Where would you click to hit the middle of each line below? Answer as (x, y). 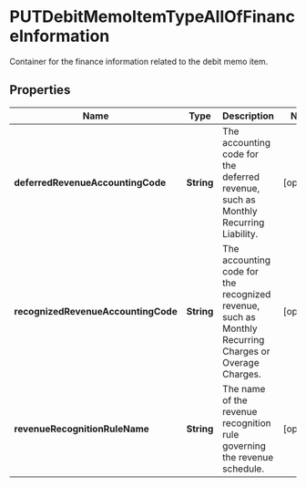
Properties (40, 90)
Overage (241, 362)
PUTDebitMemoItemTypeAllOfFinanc (153, 17)
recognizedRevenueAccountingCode (96, 311)
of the (235, 400)
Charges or (246, 351)
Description (249, 116)
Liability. (240, 233)
